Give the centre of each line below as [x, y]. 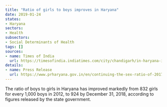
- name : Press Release [29, 70]
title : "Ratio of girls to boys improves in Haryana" [62, 10]
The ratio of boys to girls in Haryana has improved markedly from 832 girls [82, 89]
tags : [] [14, 47]
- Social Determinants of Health [40, 42]
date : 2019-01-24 [23, 14]
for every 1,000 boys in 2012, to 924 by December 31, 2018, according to [80, 94]
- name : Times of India [30, 56]
